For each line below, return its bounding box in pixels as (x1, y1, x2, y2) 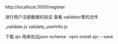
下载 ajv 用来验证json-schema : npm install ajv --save (5, 34, 113, 39)
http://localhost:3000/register (5, 4, 65, 10)
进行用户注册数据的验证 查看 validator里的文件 (5, 14, 98, 20)
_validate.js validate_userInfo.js (5, 24, 68, 29)
